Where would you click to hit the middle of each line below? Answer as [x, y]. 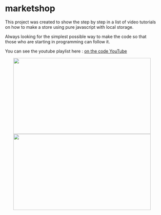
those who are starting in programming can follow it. [58, 41]
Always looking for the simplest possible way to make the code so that [76, 36]
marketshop [30, 9]
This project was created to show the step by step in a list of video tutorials [80, 22]
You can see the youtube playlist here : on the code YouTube [66, 51]
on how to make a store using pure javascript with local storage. [69, 27]
